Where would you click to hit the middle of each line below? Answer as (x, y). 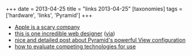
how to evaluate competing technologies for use (75, 46)
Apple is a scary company (47, 27)
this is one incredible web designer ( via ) (65, 33)
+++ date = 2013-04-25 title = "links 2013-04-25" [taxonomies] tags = (94, 9)
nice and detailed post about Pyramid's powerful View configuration (100, 40)
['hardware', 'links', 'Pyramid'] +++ (49, 15)
